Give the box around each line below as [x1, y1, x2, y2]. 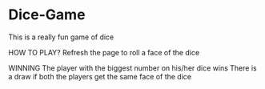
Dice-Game [8, 6, 86, 24]
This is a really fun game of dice [8, 32, 114, 42]
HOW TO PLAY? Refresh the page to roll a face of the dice [8, 47, 200, 57]
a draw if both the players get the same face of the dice [8, 71, 192, 81]
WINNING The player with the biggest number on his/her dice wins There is [8, 63, 258, 73]
